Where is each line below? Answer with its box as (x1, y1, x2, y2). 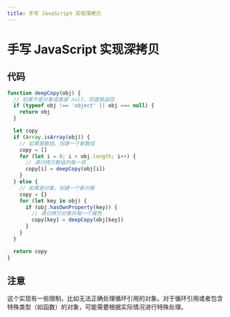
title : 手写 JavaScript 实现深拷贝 (7, 10, 101, 17)
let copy (13, 127, 38, 134)
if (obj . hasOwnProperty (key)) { (25, 203, 118, 211)
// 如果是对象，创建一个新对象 (19, 184, 95, 192)
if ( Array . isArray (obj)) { (13, 134, 90, 140)
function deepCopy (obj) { (7, 90, 81, 97)
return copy (13, 248, 48, 255)
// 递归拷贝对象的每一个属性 (31, 210, 103, 217)
